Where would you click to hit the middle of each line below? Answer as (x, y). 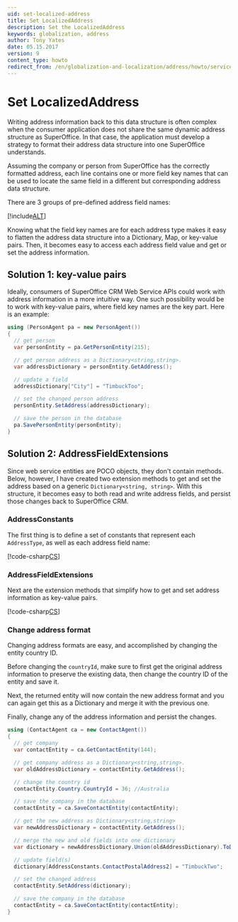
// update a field (41, 380)
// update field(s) (42, 860)
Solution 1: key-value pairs (67, 274)
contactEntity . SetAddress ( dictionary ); (73, 886)
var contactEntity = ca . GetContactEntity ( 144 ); (85, 750)
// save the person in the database (68, 419)
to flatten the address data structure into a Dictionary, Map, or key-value (113, 237)
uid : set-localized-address (49, 14)
